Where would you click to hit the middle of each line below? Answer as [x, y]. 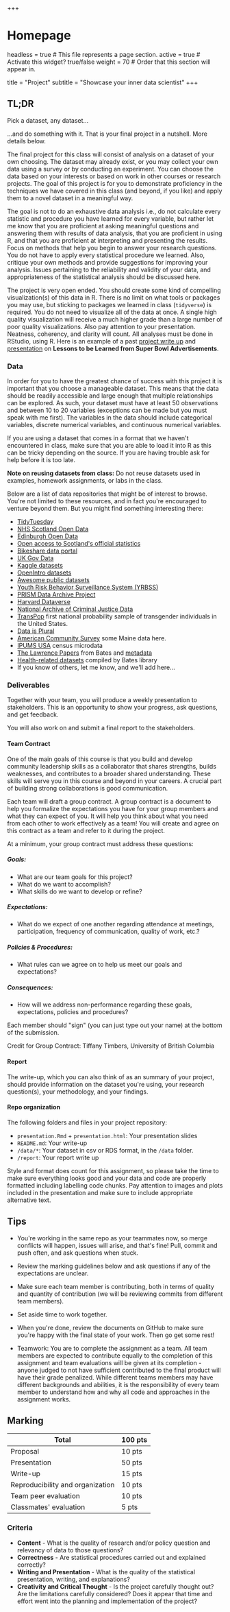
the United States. [42, 624]
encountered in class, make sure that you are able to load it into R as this [110, 446]
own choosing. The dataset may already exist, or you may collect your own [113, 161]
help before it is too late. [41, 460]
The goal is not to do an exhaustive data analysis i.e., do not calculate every [114, 211]
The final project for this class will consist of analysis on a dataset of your [111, 154]
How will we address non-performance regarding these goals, [105, 1005]
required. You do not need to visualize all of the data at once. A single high [112, 312]
